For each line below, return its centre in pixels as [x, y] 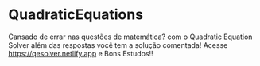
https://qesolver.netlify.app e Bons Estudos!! [81, 53]
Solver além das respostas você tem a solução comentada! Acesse [118, 45]
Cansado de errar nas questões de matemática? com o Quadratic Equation [130, 37]
